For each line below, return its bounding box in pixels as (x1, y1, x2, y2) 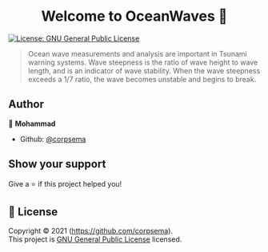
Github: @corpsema (19, 134, 86, 144)
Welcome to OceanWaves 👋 (41, 7, 228, 26)
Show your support (8, 157, 106, 171)
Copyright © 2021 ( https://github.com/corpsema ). (8, 226, 174, 236)
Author (8, 97, 44, 111)
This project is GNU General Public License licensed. (8, 234, 182, 244)
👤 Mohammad (8, 119, 56, 128)
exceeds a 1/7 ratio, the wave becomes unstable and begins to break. (27, 74, 257, 84)
